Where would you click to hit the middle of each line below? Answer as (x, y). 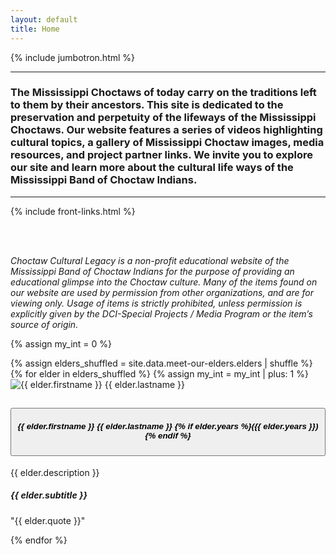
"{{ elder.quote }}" (48, 520)
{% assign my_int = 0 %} (61, 343)
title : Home (35, 29)
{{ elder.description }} (55, 472)
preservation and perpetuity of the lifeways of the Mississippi (163, 118)
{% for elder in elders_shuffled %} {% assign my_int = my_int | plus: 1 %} (159, 373)
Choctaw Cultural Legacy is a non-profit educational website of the (150, 260)
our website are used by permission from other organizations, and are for (162, 292)
